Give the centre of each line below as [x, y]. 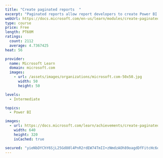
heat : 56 [14, 50]
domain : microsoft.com [32, 68]
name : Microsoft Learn [32, 63]
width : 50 [28, 81]
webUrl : [13, 18]
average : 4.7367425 [29, 46]
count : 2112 [22, 41]
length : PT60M [19, 32]
